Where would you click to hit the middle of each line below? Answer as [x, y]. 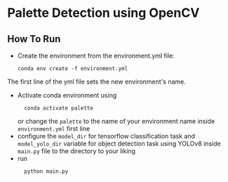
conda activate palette [59, 108]
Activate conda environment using [67, 95]
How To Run [34, 39]
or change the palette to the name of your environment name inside [116, 121]
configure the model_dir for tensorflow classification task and [106, 136]
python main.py [46, 171]
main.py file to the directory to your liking [76, 151]
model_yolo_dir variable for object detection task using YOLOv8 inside [119, 143]
